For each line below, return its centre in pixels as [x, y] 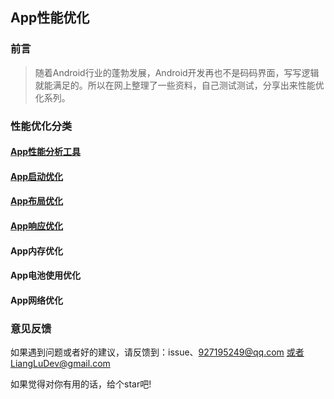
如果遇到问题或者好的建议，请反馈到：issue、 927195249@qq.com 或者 [157, 352]
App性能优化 [50, 18]
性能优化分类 [41, 126]
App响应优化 [37, 225]
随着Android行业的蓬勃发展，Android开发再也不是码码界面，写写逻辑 [177, 72]
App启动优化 [37, 176]
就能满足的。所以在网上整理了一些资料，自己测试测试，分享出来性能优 [179, 85]
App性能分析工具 [46, 152]
